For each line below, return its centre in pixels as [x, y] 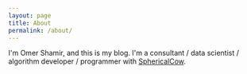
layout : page [30, 16]
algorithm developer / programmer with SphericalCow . [97, 61]
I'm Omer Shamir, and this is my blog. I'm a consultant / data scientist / [124, 53]
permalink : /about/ [41, 30]
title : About [30, 23]
